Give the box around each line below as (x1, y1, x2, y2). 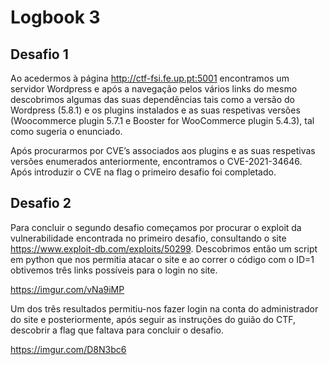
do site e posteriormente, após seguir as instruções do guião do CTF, (10, 313, 296, 325)
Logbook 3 (10, 6, 101, 29)
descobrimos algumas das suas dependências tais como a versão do (10, 94, 295, 105)
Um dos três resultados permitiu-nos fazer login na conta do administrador (10, 302, 319, 315)
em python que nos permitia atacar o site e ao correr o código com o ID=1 (10, 253, 315, 265)
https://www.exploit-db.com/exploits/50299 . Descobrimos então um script (10, 242, 318, 255)
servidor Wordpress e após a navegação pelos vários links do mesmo (10, 83, 298, 95)
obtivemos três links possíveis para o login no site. (10, 264, 218, 276)
